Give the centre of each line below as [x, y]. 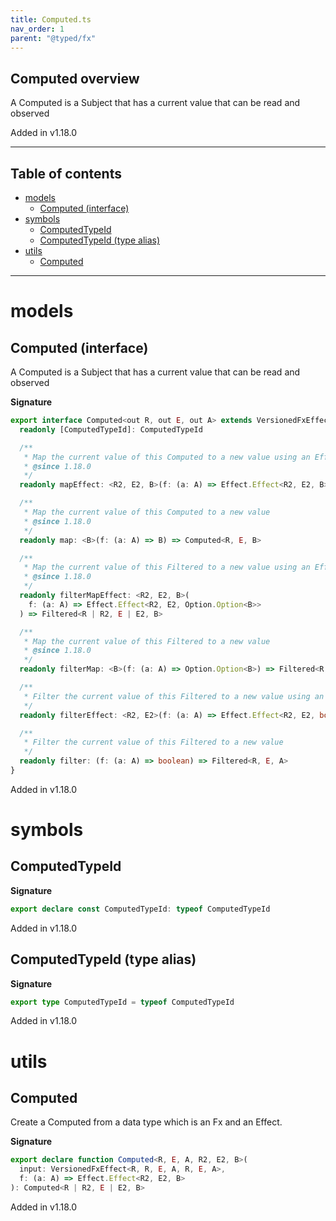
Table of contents [66, 173]
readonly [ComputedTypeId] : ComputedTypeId [111, 429]
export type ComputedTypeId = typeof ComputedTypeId [122, 1002]
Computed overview [75, 78]
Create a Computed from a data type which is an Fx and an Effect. [146, 1122]
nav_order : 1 [37, 29]
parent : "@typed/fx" [53, 38]
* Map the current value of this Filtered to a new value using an [167, 567]
